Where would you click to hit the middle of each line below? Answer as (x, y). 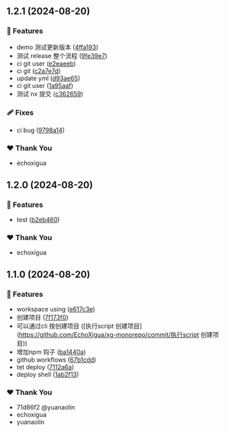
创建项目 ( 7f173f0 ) (43, 317)
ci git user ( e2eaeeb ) (46, 63)
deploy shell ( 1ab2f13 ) (48, 374)
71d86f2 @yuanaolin (46, 407)
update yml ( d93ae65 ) (48, 78)
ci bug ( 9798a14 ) (40, 130)
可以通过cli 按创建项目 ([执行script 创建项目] (79, 326)
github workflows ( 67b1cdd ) (56, 360)
